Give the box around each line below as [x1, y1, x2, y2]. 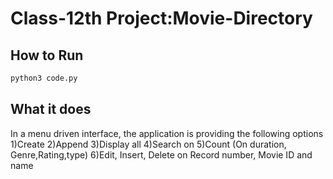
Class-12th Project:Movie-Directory [10, 7, 313, 30]
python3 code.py [10, 73, 78, 83]
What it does [10, 101, 92, 118]
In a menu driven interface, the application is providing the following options [10, 127, 324, 139]
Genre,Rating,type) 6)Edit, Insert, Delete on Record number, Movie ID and [10, 148, 313, 161]
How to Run [10, 47, 84, 64]
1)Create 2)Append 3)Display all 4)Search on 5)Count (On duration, [10, 138, 287, 150]
